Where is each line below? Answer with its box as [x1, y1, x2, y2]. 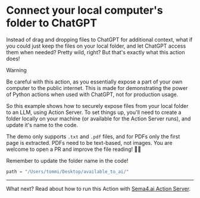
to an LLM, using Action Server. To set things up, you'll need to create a [6, 109, 182, 116]
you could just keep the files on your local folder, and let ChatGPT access [6, 42, 186, 49]
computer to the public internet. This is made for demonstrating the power [6, 84, 188, 91]
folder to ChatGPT [6, 16, 97, 30]
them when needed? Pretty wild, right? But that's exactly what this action [6, 48, 185, 55]
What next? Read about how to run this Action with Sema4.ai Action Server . [6, 185, 191, 192]
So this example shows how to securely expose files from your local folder [6, 102, 189, 109]
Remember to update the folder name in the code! [6, 157, 129, 164]
